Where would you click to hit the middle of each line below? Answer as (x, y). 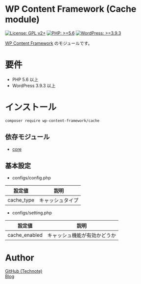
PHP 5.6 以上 (25, 79)
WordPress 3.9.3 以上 (34, 85)
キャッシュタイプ (59, 200)
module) (23, 19)
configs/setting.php (32, 213)
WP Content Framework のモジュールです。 (49, 43)
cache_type (21, 200)
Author (20, 258)
